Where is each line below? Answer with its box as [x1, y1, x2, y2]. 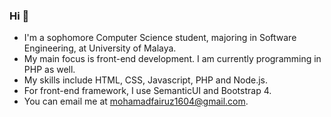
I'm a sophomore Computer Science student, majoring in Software [23, 32, 297, 44]
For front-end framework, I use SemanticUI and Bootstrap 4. [23, 85, 272, 97]
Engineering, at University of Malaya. [23, 42, 177, 54]
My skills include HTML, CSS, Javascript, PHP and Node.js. [23, 74, 269, 86]
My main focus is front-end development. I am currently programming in [23, 53, 322, 65]
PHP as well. [23, 64, 76, 76]
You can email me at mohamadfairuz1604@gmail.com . [23, 95, 249, 108]
